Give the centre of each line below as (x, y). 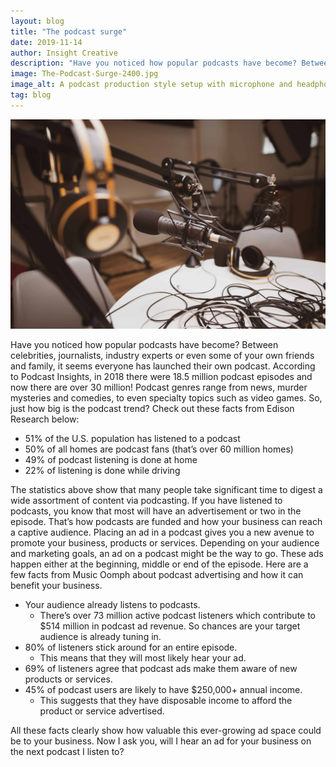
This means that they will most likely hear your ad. (143, 658)
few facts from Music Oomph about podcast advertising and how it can (157, 575)
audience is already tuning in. (100, 637)
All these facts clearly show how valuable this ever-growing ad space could (166, 731)
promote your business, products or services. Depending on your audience (165, 543)
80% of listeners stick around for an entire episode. (131, 647)
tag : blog (31, 95)
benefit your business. (56, 586)
